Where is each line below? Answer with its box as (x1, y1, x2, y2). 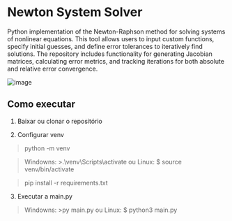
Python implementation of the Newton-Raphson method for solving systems (7, 27, 226, 36)
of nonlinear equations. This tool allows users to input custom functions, (7, 34, 215, 43)
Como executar (7, 99, 75, 110)
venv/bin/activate (24, 165, 75, 173)
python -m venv (24, 144, 70, 152)
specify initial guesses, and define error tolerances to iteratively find (7, 42, 203, 50)
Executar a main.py (17, 192, 73, 200)
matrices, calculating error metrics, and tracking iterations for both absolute (7, 57, 225, 65)
